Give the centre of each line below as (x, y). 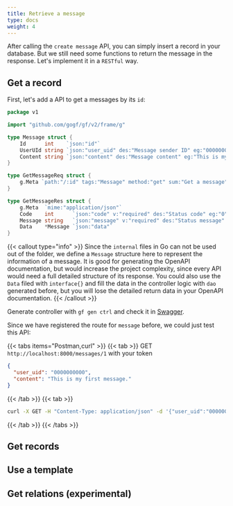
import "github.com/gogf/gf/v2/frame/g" (67, 125)
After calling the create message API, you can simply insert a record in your (114, 47)
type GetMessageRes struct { (49, 201)
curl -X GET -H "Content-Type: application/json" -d (85, 411)
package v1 (23, 112)
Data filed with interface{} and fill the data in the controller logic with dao (112, 284)
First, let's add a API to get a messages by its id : (76, 100)
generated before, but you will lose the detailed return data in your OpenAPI (115, 291)
